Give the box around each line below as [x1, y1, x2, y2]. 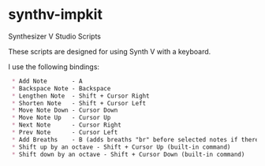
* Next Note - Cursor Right [11, 121, 122, 129]
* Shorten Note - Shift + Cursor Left [11, 99, 147, 107]
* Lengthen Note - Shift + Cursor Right [11, 92, 150, 100]
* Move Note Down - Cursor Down [11, 106, 118, 115]
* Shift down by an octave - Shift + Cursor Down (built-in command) [11, 150, 245, 158]
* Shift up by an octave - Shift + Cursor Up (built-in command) [11, 143, 231, 151]
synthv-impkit [8, 6, 103, 24]
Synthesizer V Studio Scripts [8, 31, 101, 41]
